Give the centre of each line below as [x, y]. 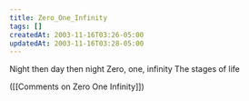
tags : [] [26, 26]
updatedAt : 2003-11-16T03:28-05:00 [77, 43]
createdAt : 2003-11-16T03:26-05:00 [77, 35]
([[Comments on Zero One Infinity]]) [77, 86]
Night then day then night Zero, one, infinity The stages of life [125, 69]
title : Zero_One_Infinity [58, 18]
